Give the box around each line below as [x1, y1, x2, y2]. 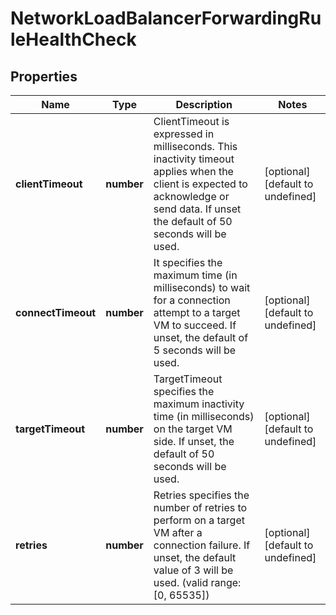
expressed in [153, 127, 215, 141]
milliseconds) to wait [153, 281, 251, 294]
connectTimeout [15, 306, 97, 319]
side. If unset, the [153, 435, 235, 448]
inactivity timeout [153, 152, 235, 166]
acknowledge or [153, 190, 230, 203]
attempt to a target [153, 306, 241, 319]
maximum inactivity [153, 397, 245, 411]
